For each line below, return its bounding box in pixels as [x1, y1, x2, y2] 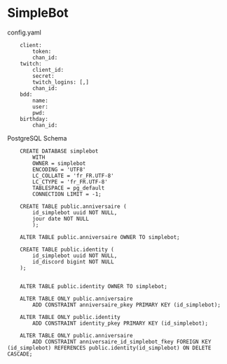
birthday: [20, 115, 49, 122]
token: [32, 48, 52, 55]
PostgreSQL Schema [7, 134, 67, 142]
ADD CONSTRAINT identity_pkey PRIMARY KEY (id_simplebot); [32, 320, 209, 327]
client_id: [32, 66, 64, 73]
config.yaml [7, 28, 42, 37]
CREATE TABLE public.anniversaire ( [20, 202, 128, 210]
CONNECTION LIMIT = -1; [32, 190, 102, 197]
